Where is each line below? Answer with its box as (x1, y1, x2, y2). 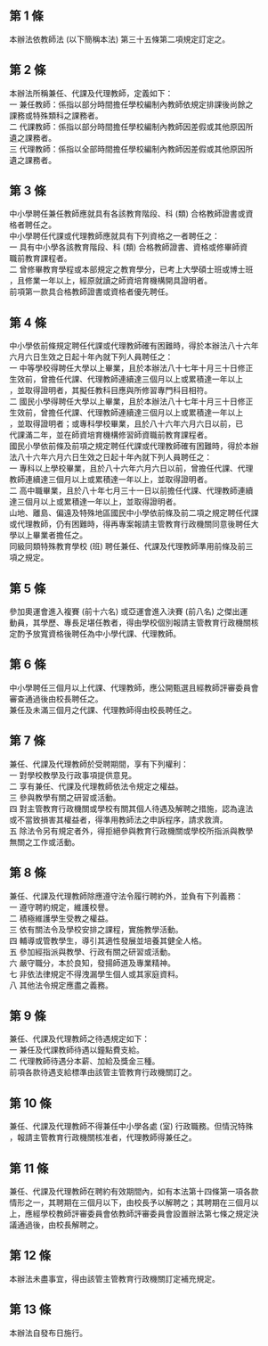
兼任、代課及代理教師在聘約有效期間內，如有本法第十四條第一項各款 (9, 1186, 259, 1196)
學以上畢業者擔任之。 (9, 529, 87, 541)
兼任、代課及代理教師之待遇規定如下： (9, 1033, 150, 1045)
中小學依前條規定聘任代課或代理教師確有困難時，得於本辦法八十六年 (9, 341, 259, 351)
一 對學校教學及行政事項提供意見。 (9, 769, 136, 780)
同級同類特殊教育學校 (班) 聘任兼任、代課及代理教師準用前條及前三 (9, 541, 254, 552)
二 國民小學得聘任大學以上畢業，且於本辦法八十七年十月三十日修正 (9, 396, 254, 407)
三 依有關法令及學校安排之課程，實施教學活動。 (9, 923, 183, 934)
